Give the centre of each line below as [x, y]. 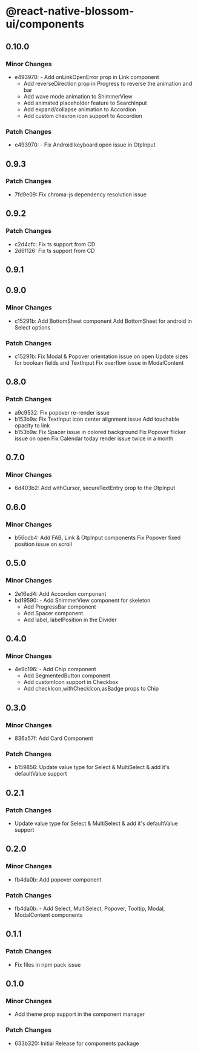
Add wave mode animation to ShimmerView [78, 96]
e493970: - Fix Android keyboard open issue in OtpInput [85, 145]
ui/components [45, 24]
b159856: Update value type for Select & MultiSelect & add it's [92, 767]
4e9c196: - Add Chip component [55, 669]
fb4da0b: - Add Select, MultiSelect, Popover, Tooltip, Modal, [90, 909]
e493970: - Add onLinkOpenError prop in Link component [87, 77]
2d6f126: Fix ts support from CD [54, 250]
